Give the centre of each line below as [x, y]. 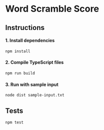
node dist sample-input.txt [35, 95]
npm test [14, 122]
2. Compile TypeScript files [34, 62]
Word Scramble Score [52, 9]
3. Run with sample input [32, 84]
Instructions [25, 28]
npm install [18, 51]
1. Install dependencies [30, 41]
